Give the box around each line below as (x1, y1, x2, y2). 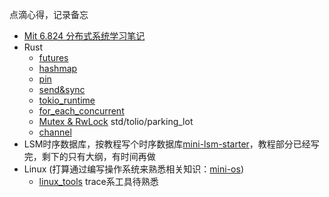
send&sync (38, 84, 86, 95)
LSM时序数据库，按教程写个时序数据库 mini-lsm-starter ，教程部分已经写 (23, 138, 320, 150)
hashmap (38, 63, 78, 74)
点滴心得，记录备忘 (9, 9, 89, 20)
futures (38, 52, 69, 63)
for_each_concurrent (38, 105, 125, 117)
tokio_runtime (38, 94, 96, 106)
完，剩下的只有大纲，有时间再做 (23, 151, 156, 162)
